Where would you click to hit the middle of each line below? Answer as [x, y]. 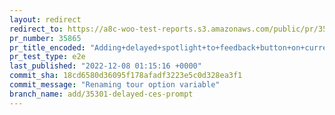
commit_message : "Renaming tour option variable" [115, 85]
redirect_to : [36, 29]
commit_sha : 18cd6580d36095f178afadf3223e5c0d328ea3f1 [126, 76]
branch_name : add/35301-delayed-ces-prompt [101, 94]
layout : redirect [45, 19]
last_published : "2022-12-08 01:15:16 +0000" [105, 66]
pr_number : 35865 [45, 38]
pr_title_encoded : [47, 47]
